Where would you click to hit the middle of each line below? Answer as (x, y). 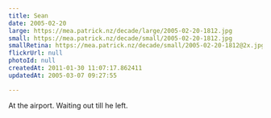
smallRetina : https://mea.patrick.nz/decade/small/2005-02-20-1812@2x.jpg (137, 46)
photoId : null (32, 61)
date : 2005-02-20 (38, 23)
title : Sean (28, 16)
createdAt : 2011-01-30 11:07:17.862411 (75, 68)
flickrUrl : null (35, 53)
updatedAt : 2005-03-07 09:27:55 (63, 75)
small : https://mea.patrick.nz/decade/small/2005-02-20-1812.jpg (120, 38)
